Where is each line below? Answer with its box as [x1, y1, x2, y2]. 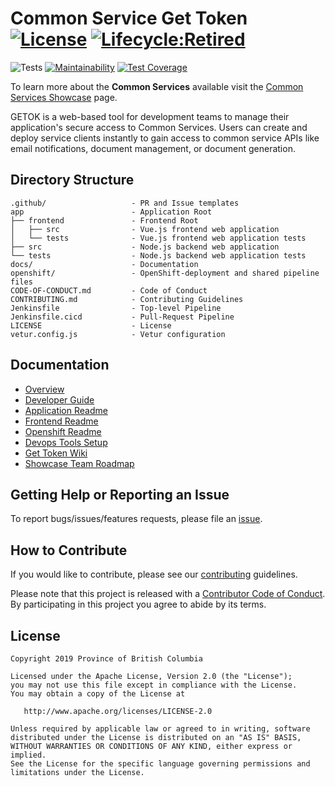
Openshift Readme [24, 425, 102, 437]
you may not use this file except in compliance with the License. [10, 680, 298, 690]
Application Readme [24, 404, 108, 416]
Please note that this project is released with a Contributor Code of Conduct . [10, 588, 326, 600]
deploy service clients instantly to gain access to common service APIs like [10, 132, 320, 144]
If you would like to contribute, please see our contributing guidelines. [10, 568, 298, 581]
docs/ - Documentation [10, 259, 199, 269]
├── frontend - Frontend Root [10, 215, 199, 226]
